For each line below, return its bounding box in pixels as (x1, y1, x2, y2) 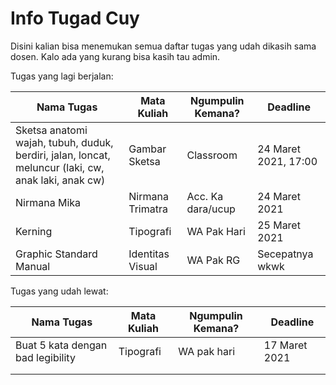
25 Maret (257, 218, 301, 232)
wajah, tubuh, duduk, (15, 135, 114, 149)
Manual (15, 259, 51, 273)
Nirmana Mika (15, 195, 82, 209)
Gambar (128, 142, 167, 156)
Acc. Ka (186, 189, 224, 203)
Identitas (128, 247, 170, 261)
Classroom (186, 148, 238, 162)
